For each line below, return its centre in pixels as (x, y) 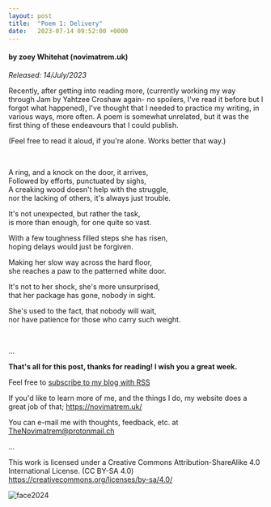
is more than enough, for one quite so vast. (80, 222)
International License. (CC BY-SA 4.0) (71, 471)
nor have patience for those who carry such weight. (95, 319)
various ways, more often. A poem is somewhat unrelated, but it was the (129, 116)
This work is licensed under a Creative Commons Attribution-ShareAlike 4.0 (134, 462)
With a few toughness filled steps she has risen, (88, 238)
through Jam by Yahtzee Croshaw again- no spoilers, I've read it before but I (136, 99)
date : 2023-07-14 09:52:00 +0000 (68, 31)
